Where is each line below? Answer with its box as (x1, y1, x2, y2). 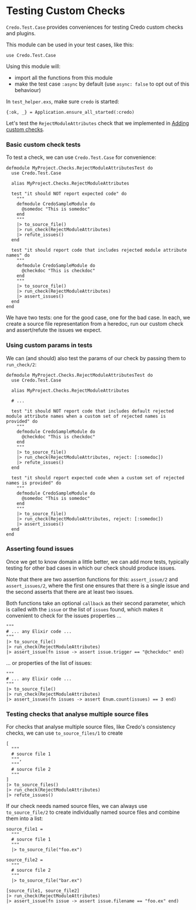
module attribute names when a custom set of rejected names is (6, 413, 166, 419)
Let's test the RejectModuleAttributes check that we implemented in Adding (6, 119, 189, 127)
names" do (6, 252, 30, 259)
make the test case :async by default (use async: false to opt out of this (14, 80, 190, 87)
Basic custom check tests (6, 140, 81, 148)
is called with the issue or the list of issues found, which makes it (6, 605, 163, 613)
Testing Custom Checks (6, 4, 125, 18)
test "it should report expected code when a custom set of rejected (11, 475, 184, 481)
